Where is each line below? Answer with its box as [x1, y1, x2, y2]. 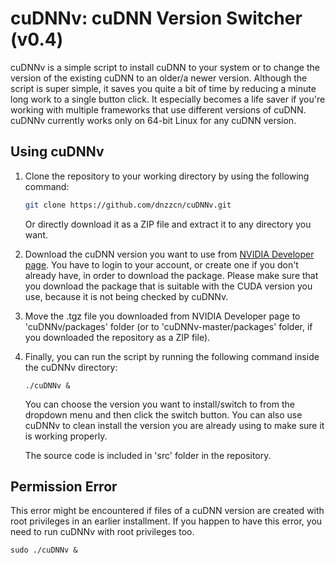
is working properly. [24, 430, 108, 442]
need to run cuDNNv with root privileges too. [10, 526, 195, 538]
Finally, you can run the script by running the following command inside [24, 350, 320, 362]
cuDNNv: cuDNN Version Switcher [10, 7, 303, 30]
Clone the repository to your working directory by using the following [24, 170, 310, 182]
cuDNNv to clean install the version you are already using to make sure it [24, 419, 325, 431]
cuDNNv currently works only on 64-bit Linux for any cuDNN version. [10, 114, 297, 126]
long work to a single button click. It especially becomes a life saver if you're [10, 93, 326, 105]
